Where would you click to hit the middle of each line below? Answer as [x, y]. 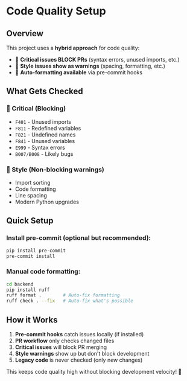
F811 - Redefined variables [48, 128]
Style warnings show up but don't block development [82, 354]
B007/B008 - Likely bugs [44, 154]
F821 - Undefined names [45, 135]
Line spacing [31, 195]
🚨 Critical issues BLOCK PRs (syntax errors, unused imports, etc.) [97, 59]
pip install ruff [28, 290]
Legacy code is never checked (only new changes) [79, 360]
